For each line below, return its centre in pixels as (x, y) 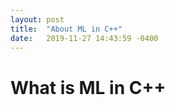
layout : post (37, 19)
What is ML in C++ (88, 87)
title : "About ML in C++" (66, 29)
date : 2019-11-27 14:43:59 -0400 (84, 38)
